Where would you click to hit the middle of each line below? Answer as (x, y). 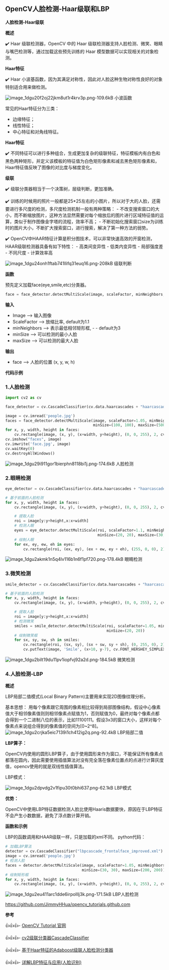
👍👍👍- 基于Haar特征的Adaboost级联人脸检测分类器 (59, 950)
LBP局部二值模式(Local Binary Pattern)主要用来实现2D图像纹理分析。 (77, 696)
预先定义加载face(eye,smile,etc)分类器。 (47, 285)
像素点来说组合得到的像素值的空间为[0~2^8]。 (53, 726)
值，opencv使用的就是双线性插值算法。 (46, 766)
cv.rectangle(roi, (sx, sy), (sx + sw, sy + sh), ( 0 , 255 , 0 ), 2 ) (94, 645)
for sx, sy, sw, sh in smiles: (47, 640)
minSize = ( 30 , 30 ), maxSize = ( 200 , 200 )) (123, 870)
